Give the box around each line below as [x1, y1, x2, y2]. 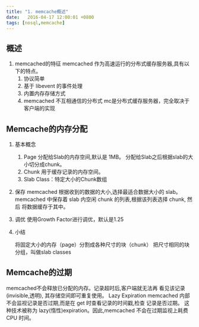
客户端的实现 [23, 105, 55, 112]
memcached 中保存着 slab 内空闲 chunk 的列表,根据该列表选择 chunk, [14, 196, 186, 203]
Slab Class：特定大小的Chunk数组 [23, 176, 108, 183]
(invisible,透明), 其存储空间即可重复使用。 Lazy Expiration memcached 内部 [6, 292, 190, 299]
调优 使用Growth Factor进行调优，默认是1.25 [14, 216, 124, 223]
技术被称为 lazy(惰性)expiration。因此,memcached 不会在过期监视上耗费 [11, 307, 188, 314]
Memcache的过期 [6, 268, 72, 278]
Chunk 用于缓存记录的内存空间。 [23, 168, 104, 175]
